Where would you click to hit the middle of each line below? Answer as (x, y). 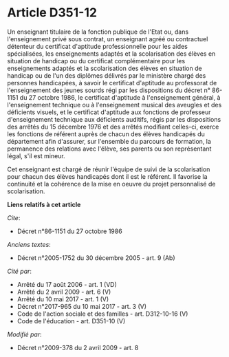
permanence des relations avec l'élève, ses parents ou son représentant (109, 149)
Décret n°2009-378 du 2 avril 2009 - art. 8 (78, 347)
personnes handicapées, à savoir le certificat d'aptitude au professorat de (112, 83)
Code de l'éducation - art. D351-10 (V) (71, 321)
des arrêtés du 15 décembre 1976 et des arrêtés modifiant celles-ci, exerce (113, 127)
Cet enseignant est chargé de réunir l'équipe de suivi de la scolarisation (109, 169)
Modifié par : (25, 334)
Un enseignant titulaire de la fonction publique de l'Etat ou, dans (98, 32)
